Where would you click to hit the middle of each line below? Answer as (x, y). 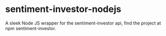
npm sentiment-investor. (31, 28)
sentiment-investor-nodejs (63, 9)
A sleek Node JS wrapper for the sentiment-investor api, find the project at (83, 23)
